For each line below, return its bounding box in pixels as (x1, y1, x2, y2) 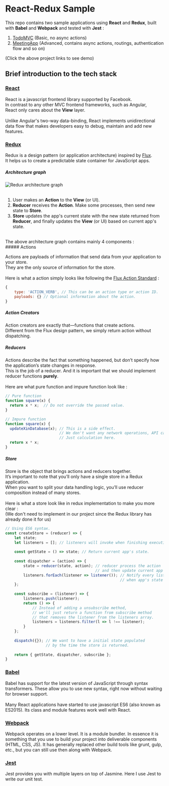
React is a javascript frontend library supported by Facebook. (5, 96, 132, 102)
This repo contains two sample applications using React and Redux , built (5, 20, 157, 26)
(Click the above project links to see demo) (5, 55, 94, 61)
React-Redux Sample (5, 3, 96, 15)
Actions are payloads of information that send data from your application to (5, 253, 161, 259)
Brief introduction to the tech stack (5, 70, 117, 78)
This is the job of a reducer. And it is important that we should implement (5, 368, 156, 374)
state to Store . (12, 207, 43, 214)
